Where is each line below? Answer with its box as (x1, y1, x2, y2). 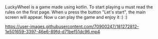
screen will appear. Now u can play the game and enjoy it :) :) (5, 14, 128, 20)
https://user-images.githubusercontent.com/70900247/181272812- (5, 24, 140, 29)
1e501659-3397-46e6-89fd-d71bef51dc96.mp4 (5, 29, 101, 34)
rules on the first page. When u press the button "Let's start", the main (5, 9, 146, 15)
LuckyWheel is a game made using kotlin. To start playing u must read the (5, 4, 153, 10)
